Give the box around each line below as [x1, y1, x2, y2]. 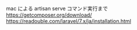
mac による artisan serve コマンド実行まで [6, 5, 108, 12]
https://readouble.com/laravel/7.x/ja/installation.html [6, 18, 131, 24]
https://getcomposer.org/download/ [6, 12, 92, 18]
